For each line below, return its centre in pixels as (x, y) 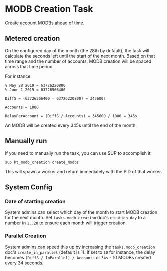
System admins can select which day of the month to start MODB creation (81, 212)
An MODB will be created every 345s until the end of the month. (71, 125)
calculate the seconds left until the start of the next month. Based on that (80, 56)
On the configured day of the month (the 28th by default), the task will (77, 50)
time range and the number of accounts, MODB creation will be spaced (78, 61)
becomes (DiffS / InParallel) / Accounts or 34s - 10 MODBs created (78, 257)
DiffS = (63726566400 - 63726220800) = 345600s (56, 98)
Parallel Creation (26, 236)
